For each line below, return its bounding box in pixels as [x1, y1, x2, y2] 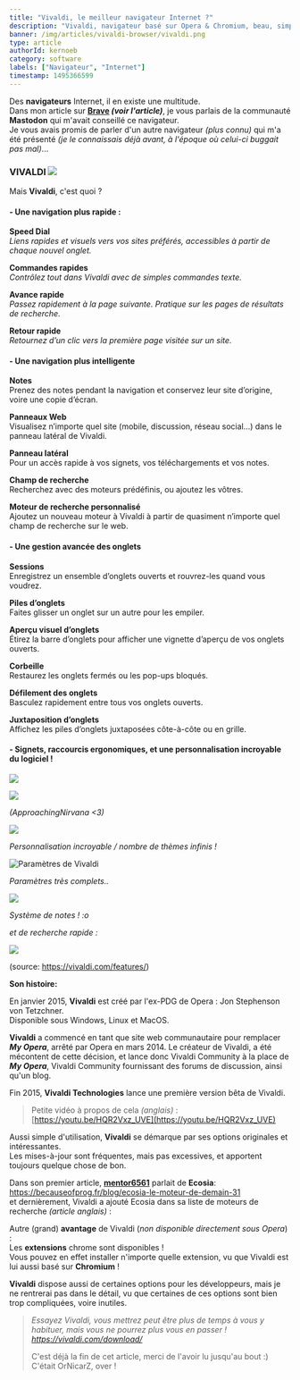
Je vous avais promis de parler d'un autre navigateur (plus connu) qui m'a [9, 124, 281, 135]
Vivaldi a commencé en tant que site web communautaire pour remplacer [9, 1031, 281, 1042]
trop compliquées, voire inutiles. [9, 1297, 128, 1308]
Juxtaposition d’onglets [9, 714, 100, 725]
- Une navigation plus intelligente [9, 355, 136, 366]
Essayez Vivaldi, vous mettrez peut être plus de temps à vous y [30, 1315, 265, 1325]
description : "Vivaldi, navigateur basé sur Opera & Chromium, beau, [9, 21, 274, 30]
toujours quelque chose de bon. [9, 1159, 127, 1171]
